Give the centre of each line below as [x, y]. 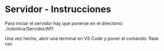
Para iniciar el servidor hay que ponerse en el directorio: [64, 23]
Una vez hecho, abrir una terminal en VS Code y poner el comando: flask [82, 38]
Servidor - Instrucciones [58, 9]
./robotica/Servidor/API [29, 28]
